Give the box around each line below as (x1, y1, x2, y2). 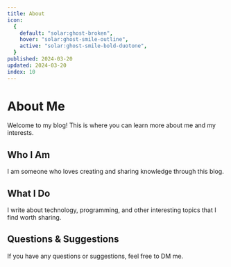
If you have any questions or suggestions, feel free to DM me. (7, 252, 184, 260)
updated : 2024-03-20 (7, 62, 67, 69)
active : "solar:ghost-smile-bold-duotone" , (19, 42, 148, 49)
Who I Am (7, 149, 51, 161)
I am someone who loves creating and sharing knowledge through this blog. (7, 168, 224, 176)
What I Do (7, 187, 51, 199)
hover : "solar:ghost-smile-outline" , (19, 36, 129, 43)
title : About (7, 10, 45, 17)
